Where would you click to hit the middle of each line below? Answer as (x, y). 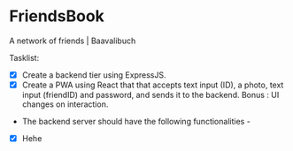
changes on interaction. (65, 104)
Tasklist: (24, 57)
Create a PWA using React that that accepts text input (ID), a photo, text (153, 85)
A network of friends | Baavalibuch (73, 41)
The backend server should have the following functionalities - (136, 122)
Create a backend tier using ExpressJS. (94, 75)
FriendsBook (57, 16)
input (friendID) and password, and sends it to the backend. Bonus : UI (150, 95)
